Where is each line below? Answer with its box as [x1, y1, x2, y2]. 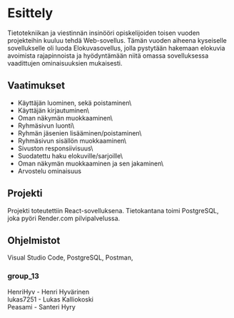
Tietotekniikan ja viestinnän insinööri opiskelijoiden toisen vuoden [7, 29, 200, 37]
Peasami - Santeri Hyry [7, 302, 76, 311]
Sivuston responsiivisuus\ [17, 144, 93, 153]
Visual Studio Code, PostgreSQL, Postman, [7, 253, 133, 262]
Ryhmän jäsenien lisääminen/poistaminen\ [17, 128, 142, 137]
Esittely [7, 5, 54, 21]
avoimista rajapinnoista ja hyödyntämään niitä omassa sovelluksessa [7, 51, 209, 60]
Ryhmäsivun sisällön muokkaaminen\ [17, 136, 127, 145]
